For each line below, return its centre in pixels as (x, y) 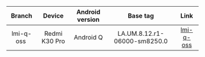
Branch (22, 16)
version (88, 19)
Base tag (141, 16)
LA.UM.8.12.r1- (141, 34)
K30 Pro (53, 41)
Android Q (88, 37)
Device (53, 16)
